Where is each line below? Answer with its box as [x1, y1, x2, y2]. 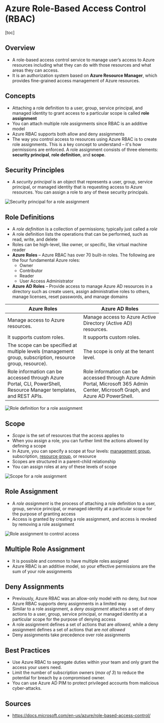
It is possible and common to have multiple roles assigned [12, 558, 129, 564]
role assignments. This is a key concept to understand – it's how [12, 141, 142, 147]
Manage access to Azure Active [83, 314, 156, 321]
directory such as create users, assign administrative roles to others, [12, 289, 150, 295]
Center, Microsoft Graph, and [83, 387, 150, 394]
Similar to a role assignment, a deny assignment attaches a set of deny [12, 606, 155, 612]
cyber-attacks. [12, 685, 42, 691]
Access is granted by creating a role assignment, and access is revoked [12, 516, 157, 522]
